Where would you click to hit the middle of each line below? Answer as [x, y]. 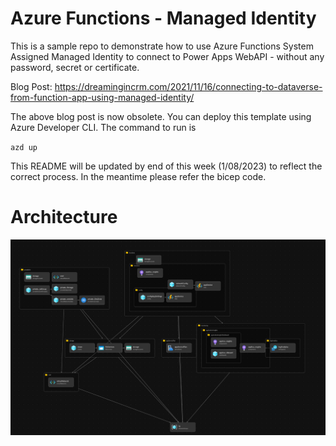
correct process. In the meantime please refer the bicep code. [138, 176]
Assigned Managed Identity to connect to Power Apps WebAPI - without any [167, 56]
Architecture [64, 217]
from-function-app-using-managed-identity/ [102, 97]
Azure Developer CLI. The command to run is [103, 127]
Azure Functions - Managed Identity [163, 18]
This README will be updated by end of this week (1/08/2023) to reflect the [166, 166]
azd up [24, 147]
